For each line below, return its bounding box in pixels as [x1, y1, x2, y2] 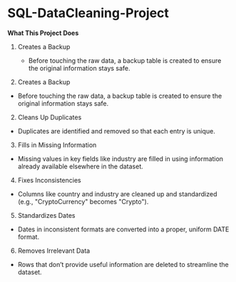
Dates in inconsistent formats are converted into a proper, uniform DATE [17, 225, 230, 233]
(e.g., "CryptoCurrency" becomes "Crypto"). [17, 197, 149, 206]
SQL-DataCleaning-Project [7, 5, 170, 21]
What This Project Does [7, 29, 79, 37]
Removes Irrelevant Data [17, 246, 91, 255]
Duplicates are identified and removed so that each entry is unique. [17, 126, 215, 135]
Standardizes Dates [17, 211, 76, 219]
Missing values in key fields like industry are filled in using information [17, 154, 223, 163]
